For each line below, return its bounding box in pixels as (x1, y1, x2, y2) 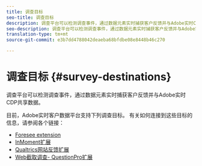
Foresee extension (14, 131, 61, 138)
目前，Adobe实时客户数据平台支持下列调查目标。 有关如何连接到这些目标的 (6, 111, 193, 118)
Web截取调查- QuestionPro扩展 (14, 153, 93, 161)
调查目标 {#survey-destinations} (6, 70, 171, 84)
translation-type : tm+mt (6, 31, 69, 37)
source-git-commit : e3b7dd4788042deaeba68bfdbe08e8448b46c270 (6, 37, 165, 43)
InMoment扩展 (14, 138, 51, 145)
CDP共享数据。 (6, 98, 44, 106)
